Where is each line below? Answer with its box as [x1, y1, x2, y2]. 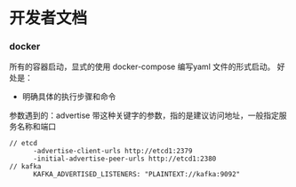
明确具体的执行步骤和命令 [21, 91, 116, 102]
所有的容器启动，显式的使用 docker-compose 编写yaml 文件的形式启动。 [9, 61, 276, 72]
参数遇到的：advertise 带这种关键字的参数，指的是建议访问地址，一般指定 [9, 110, 280, 121]
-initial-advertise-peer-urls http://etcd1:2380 [32, 154, 217, 164]
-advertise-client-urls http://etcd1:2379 [32, 147, 193, 156]
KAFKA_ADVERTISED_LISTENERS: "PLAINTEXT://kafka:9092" [32, 170, 241, 179]
